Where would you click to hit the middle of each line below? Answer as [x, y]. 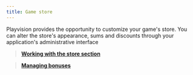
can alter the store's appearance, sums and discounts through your [90, 35]
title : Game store [29, 12]
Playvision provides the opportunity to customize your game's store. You [97, 29]
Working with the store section [61, 54]
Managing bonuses [46, 65]
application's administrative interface [52, 42]
